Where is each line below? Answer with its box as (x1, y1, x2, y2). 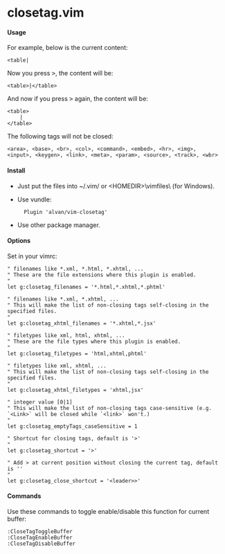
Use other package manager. (17, 220, 100, 229)
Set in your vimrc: (7, 251, 57, 260)
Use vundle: (17, 195, 52, 204)
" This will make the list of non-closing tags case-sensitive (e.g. (7, 404, 213, 411)
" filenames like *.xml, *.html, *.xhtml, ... (7, 265, 144, 272)
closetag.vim (7, 5, 84, 21)
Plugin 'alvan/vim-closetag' (24, 208, 108, 215)
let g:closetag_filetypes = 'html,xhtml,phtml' (7, 350, 147, 357)
